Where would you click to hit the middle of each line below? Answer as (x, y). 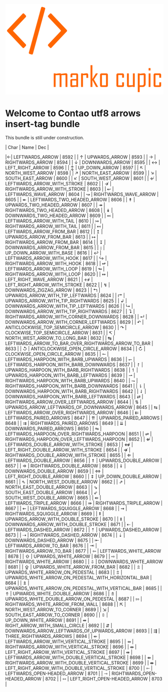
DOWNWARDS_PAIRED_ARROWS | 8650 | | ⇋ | (53, 429)
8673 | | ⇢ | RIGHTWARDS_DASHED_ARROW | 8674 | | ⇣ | (65, 535)
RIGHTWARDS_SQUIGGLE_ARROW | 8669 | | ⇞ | (55, 514)
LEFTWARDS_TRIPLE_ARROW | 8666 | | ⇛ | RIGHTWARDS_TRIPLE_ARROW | (84, 503)
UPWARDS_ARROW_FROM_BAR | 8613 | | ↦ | (52, 237)
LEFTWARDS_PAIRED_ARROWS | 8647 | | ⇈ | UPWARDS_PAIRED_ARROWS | (84, 418)
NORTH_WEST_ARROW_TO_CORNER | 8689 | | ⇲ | (57, 610)
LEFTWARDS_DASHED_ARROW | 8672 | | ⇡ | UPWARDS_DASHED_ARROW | (83, 530)
